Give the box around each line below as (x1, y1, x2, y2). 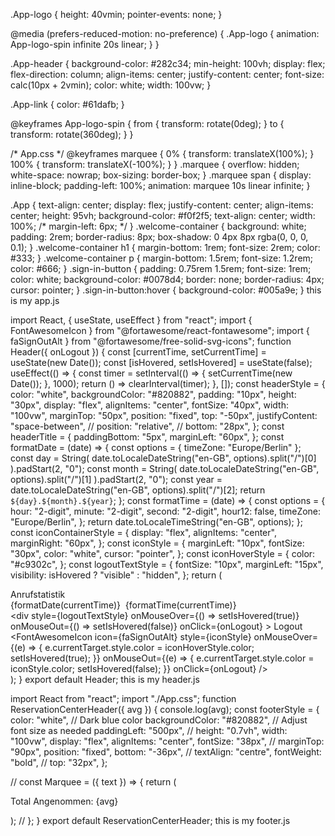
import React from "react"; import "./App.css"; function (10, 693, 237, 704)
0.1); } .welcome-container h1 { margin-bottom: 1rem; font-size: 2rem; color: (10, 242, 321, 253)
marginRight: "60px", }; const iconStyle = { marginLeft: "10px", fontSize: (10, 537, 305, 549)
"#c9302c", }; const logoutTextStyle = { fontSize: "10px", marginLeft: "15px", (10, 559, 324, 570)
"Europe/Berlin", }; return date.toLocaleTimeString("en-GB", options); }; (10, 516, 303, 528)
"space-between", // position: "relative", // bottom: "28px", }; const (10, 420, 285, 432)
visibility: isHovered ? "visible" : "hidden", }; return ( (10, 569, 223, 581)
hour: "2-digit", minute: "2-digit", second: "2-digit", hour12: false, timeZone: (10, 505, 322, 517)
